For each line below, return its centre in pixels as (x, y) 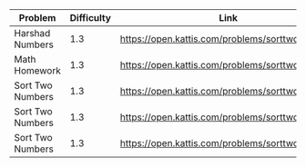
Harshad (32, 33)
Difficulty (91, 18)
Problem (37, 18)
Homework (37, 70)
